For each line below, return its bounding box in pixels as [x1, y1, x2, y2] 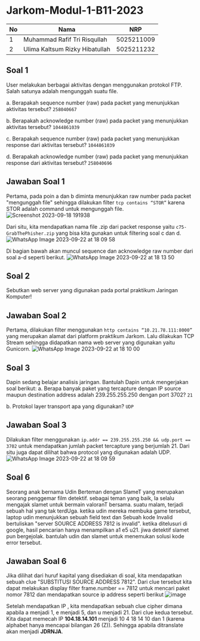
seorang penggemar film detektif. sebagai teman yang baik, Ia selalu [6, 494, 175, 502]
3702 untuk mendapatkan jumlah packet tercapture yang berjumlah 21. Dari [6, 442, 190, 449]
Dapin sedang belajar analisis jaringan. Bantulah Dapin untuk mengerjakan [6, 379, 189, 385]
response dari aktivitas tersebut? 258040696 [6, 159, 112, 166]
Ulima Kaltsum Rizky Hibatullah [23, 45, 110, 53]
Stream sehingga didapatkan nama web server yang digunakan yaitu [6, 339, 175, 346]
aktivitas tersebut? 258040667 [6, 105, 78, 112]
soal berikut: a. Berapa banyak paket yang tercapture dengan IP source [6, 385, 181, 392]
